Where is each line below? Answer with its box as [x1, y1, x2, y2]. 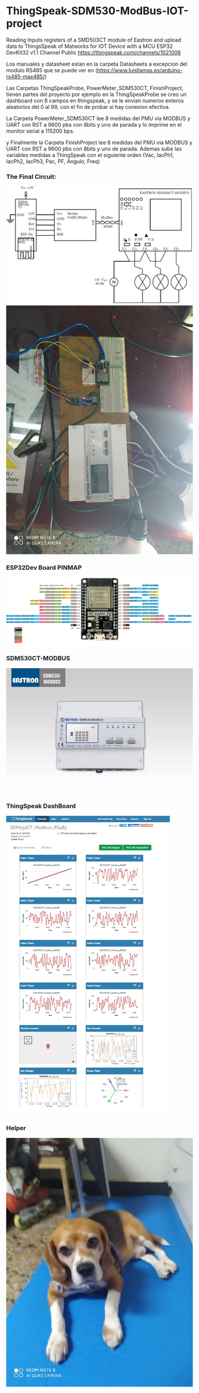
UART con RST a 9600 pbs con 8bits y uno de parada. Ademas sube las [6, 145, 182, 152]
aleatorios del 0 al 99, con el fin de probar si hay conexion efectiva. [6, 103, 171, 110]
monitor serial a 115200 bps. [6, 127, 75, 134]
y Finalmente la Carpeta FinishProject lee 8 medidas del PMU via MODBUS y [6, 139, 192, 146]
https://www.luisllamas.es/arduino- [97, 66, 183, 73]
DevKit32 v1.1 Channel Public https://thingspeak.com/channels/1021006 [6, 49, 181, 56]
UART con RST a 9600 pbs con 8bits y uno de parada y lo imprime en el [6, 121, 182, 128]
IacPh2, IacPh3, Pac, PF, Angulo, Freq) [6, 158, 101, 165]
